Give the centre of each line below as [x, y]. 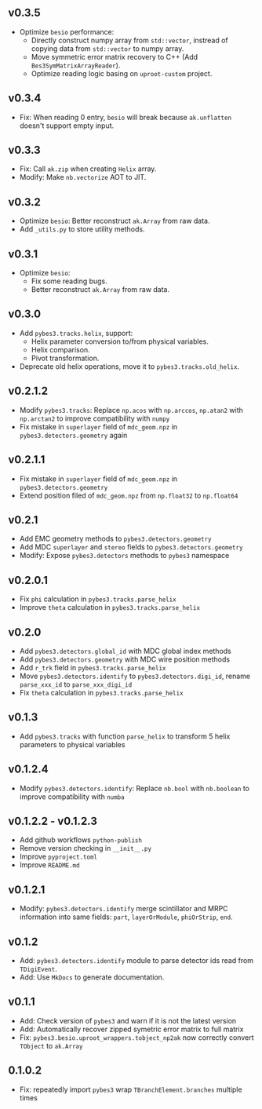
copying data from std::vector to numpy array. [107, 48]
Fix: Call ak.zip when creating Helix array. [88, 169]
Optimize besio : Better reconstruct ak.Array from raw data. [115, 221]
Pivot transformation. [65, 358]
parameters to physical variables [72, 744]
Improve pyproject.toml [58, 857]
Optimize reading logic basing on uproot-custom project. [122, 73]
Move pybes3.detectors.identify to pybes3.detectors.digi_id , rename [135, 676]
